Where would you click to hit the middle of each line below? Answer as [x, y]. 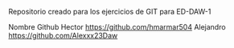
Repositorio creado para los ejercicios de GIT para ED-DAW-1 [110, 12]
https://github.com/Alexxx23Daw [63, 36]
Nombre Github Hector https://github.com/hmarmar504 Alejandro [117, 27]
